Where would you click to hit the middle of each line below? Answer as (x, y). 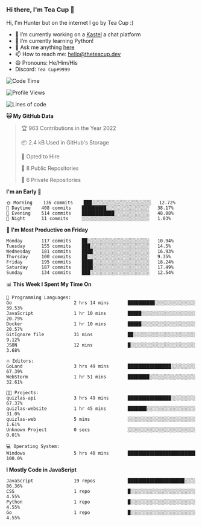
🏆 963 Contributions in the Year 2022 (68, 128)
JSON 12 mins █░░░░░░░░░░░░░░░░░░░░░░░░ (101, 345)
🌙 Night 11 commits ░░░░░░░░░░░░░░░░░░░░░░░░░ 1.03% (89, 219)
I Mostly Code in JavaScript (42, 470)
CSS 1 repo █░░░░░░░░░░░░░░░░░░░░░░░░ (101, 492)
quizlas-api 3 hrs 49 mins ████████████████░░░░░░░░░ (101, 398)
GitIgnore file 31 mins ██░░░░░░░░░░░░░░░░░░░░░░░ (101, 335)
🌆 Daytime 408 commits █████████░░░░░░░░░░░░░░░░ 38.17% (90, 208)
